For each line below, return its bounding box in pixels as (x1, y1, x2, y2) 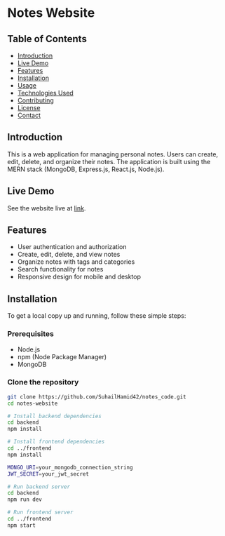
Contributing (17, 96, 54, 105)
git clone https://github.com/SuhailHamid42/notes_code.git (7, 393, 187, 401)
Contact (17, 111, 41, 119)
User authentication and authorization (17, 243, 128, 251)
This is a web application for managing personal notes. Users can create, (7, 149, 219, 159)
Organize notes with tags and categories (17, 257, 135, 266)
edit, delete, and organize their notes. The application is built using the (7, 157, 211, 166)
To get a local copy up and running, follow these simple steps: (7, 311, 186, 320)
